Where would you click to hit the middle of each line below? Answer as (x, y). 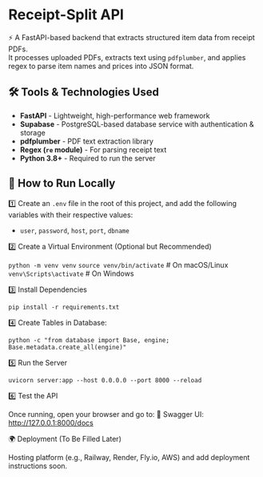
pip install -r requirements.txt (64, 307)
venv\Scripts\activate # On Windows (71, 273)
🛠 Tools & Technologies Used (84, 93)
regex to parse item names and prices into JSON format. (101, 66)
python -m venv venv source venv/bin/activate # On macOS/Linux (118, 265)
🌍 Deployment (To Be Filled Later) (65, 439)
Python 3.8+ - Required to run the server (88, 158)
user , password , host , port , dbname (74, 230)
